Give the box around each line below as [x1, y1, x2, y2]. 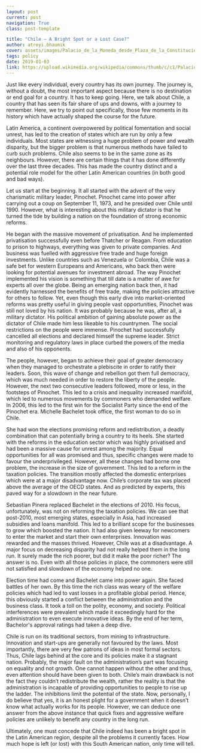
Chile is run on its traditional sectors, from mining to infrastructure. [6, 632, 170, 640]
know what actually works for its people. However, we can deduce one [6, 703, 181, 710]
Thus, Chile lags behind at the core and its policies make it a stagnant [6, 652, 178, 659]
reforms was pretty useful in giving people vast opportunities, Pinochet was [6, 301, 193, 308]
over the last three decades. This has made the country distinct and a [6, 163, 178, 170]
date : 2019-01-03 [6, 58, 50, 65]
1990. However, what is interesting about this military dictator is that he [6, 206, 181, 213]
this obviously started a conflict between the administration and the [6, 595, 172, 603]
